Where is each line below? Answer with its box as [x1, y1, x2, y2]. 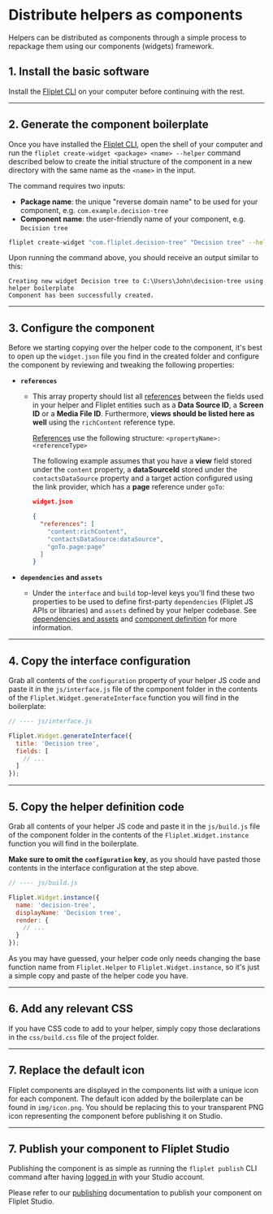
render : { [15, 916, 49, 925]
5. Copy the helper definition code [8, 799, 184, 814]
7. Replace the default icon [8, 1064, 145, 1077]
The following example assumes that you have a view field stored [32, 456, 252, 466]
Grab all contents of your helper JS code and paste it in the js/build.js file [8, 821, 261, 831]
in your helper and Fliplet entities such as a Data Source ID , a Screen [32, 400, 264, 410]
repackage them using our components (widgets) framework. [8, 41, 214, 50]
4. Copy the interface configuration [8, 654, 191, 668]
